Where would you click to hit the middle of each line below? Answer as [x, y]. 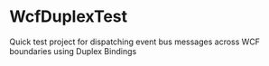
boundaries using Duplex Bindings [73, 51]
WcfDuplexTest [69, 17]
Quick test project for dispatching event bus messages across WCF [134, 42]
